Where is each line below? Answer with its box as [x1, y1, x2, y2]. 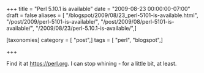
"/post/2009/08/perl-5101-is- [100, 18, 175, 25]
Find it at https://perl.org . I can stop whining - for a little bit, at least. [6, 60, 177, 67]
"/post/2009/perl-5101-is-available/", [6, 18, 100, 25]
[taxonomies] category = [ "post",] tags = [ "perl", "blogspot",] [6, 36, 164, 43]
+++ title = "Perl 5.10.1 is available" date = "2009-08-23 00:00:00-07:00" [6, 5, 191, 12]
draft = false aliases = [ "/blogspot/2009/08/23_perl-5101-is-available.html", [6, 12, 198, 19]
